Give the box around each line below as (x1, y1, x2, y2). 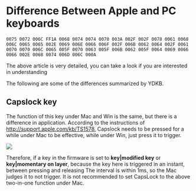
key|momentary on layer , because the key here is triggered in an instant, (6, 160, 185, 167)
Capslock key (6, 97, 57, 107)
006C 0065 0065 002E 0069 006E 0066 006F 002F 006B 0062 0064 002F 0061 (6, 41, 189, 47)
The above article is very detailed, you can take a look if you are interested (6, 62, 188, 69)
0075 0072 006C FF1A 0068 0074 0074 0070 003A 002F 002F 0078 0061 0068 (6, 36, 189, 42)
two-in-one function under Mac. (6, 179, 84, 186)
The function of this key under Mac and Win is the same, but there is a (6, 112, 177, 119)
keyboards (6, 17, 60, 30)
